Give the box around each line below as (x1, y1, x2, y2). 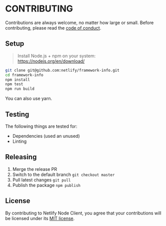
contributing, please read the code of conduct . (5, 25, 101, 31)
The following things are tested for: (5, 123, 77, 129)
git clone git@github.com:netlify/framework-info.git (5, 68, 120, 73)
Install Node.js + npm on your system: (17, 53, 96, 59)
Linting (12, 138, 27, 144)
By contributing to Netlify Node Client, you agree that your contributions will (5, 210, 161, 216)
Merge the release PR (12, 166, 57, 172)
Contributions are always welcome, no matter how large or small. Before (5, 20, 154, 26)
